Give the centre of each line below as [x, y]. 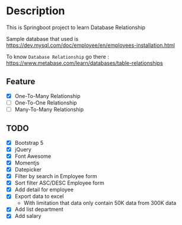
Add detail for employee [44, 190]
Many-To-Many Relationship [49, 109]
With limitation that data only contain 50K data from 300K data [100, 203]
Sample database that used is [42, 39]
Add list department [39, 210]
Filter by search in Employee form [56, 176]
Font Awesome [33, 156]
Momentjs [27, 163]
